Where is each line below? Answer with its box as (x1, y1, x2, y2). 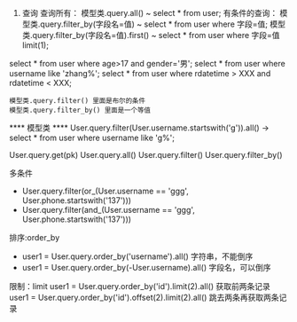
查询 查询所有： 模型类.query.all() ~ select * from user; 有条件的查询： (21, 8, 278, 18)
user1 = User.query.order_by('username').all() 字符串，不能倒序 (21, 251, 254, 262)
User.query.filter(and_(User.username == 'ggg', (21, 205, 195, 215)
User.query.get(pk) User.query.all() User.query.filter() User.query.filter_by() (9, 150, 283, 160)
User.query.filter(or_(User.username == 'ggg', (21, 185, 189, 196)
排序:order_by (9, 232, 60, 242)
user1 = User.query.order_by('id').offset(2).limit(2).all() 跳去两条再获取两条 (9, 292, 279, 302)
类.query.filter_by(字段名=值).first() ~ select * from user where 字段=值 (21, 30, 281, 40)
